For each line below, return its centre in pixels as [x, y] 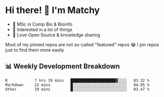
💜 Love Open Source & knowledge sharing [56, 35]
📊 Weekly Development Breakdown [63, 67]
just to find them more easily [35, 50]
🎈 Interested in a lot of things [42, 29]
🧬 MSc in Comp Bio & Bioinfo [43, 24]
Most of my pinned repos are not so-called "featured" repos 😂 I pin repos [82, 44]
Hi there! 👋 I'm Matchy [53, 10]
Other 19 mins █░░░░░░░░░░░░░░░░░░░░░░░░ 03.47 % [77, 89]
